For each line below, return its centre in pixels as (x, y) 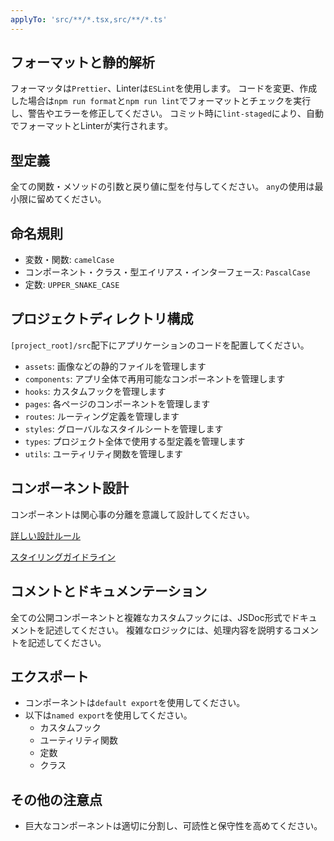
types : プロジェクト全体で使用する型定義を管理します (135, 441)
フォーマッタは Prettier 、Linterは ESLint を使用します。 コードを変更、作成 (164, 88)
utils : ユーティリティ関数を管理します (103, 453)
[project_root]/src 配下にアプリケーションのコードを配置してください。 (160, 345)
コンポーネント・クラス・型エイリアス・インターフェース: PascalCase (167, 272)
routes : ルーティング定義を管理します (102, 416)
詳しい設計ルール (45, 535)
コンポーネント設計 (69, 488)
